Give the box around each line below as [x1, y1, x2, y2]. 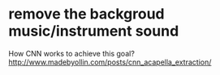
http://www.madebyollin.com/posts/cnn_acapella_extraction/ [8, 57, 212, 67]
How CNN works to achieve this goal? [8, 48, 136, 58]
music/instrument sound [8, 22, 179, 40]
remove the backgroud [8, 5, 165, 23]
